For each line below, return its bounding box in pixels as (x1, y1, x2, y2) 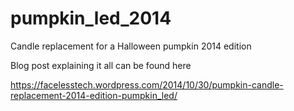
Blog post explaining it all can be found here (10, 59, 192, 71)
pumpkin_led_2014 (10, 7, 172, 30)
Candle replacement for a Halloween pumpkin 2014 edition (10, 40, 252, 52)
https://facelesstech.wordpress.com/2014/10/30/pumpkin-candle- (10, 78, 284, 91)
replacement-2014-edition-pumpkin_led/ (10, 89, 178, 101)
